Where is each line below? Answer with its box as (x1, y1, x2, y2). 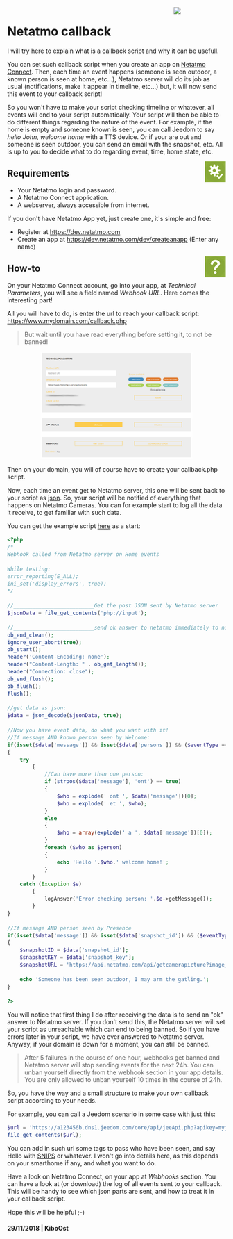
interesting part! (7, 295, 53, 304)
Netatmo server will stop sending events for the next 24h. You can (24, 1061, 214, 1069)
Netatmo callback (7, 24, 112, 40)
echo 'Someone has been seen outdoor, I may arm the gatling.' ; (19, 976, 209, 983)
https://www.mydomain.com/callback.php (7, 316, 127, 325)
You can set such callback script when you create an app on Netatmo (7, 60, 206, 68)
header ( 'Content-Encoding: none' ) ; (7, 653, 110, 661)
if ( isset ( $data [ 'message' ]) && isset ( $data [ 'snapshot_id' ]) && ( (7, 932, 200, 939)
